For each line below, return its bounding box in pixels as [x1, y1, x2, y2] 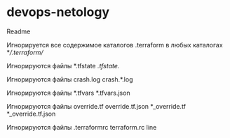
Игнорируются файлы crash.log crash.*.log [6, 75, 133, 84]
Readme [6, 27, 31, 36]
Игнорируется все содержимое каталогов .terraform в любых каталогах [6, 40, 223, 49]
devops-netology [6, 4, 110, 20]
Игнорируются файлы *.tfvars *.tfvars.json [6, 89, 130, 97]
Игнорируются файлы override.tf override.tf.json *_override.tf [6, 102, 187, 110]
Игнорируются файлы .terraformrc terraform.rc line [6, 123, 157, 131]
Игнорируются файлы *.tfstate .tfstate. [6, 61, 120, 70]
